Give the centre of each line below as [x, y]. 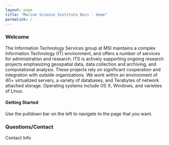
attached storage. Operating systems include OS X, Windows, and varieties [84, 85]
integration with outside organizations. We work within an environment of [81, 75]
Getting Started [22, 103]
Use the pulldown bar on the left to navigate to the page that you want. [79, 114]
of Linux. [14, 91]
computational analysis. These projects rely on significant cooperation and [83, 69]
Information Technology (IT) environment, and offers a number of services [83, 53]
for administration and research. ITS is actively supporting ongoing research [85, 59]
